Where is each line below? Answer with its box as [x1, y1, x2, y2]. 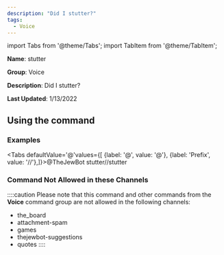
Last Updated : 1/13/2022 [7, 95, 77, 103]
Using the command [7, 114, 95, 126]
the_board [16, 211, 47, 219]
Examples [7, 135, 41, 145]
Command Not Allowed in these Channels [7, 175, 149, 184]
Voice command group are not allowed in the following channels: [7, 198, 190, 206]
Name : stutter [7, 55, 47, 63]
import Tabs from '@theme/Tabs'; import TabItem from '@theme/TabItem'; [7, 42, 218, 50]
